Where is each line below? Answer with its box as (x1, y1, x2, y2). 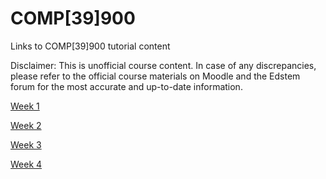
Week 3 (10, 138, 42, 151)
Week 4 (10, 158, 43, 170)
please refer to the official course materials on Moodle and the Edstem (10, 70, 301, 82)
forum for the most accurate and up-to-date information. (10, 80, 243, 92)
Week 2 (10, 119, 42, 131)
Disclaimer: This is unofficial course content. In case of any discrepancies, (10, 59, 317, 71)
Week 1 (10, 100, 40, 112)
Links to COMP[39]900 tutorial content (10, 40, 171, 52)
